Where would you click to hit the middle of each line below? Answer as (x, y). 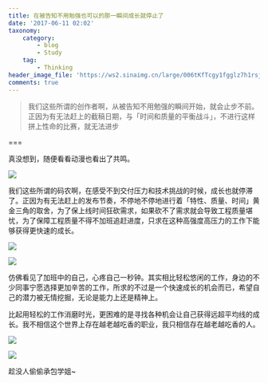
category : (39, 38)
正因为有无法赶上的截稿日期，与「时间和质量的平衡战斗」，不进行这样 (141, 116)
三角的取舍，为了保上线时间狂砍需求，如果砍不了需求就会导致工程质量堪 (134, 210)
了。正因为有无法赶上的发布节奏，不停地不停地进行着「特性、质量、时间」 (130, 200)
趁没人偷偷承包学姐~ (42, 371)
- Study (49, 53)
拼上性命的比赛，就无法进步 (73, 126)
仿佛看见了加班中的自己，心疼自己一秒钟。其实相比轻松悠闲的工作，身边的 (130, 277)
